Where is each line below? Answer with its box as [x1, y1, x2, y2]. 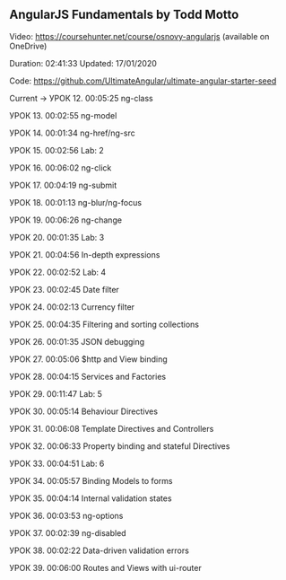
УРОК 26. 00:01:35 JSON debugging [9, 336, 145, 347]
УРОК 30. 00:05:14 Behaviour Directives [9, 406, 159, 417]
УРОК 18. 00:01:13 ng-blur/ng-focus [9, 197, 142, 207]
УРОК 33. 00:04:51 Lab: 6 [9, 458, 105, 469]
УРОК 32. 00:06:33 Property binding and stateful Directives [9, 440, 230, 452]
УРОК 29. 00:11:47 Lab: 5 [9, 388, 103, 399]
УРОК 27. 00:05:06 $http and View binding [9, 354, 168, 365]
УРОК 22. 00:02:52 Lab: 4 [9, 267, 107, 277]
